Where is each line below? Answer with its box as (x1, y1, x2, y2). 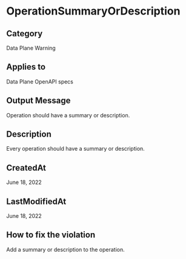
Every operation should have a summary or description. (6, 145, 145, 152)
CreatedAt (6, 162, 47, 173)
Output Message (6, 96, 71, 106)
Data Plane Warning (6, 44, 56, 51)
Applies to (6, 62, 46, 72)
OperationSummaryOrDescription (6, 4, 181, 18)
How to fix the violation (6, 230, 96, 240)
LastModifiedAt (6, 196, 67, 206)
